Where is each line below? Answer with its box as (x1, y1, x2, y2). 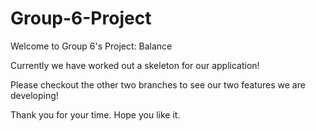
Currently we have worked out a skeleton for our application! (10, 59, 260, 71)
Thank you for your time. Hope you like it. (10, 108, 181, 121)
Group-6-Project (10, 7, 152, 30)
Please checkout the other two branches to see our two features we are (10, 78, 306, 91)
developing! (10, 89, 59, 101)
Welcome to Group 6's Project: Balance (10, 40, 173, 52)
